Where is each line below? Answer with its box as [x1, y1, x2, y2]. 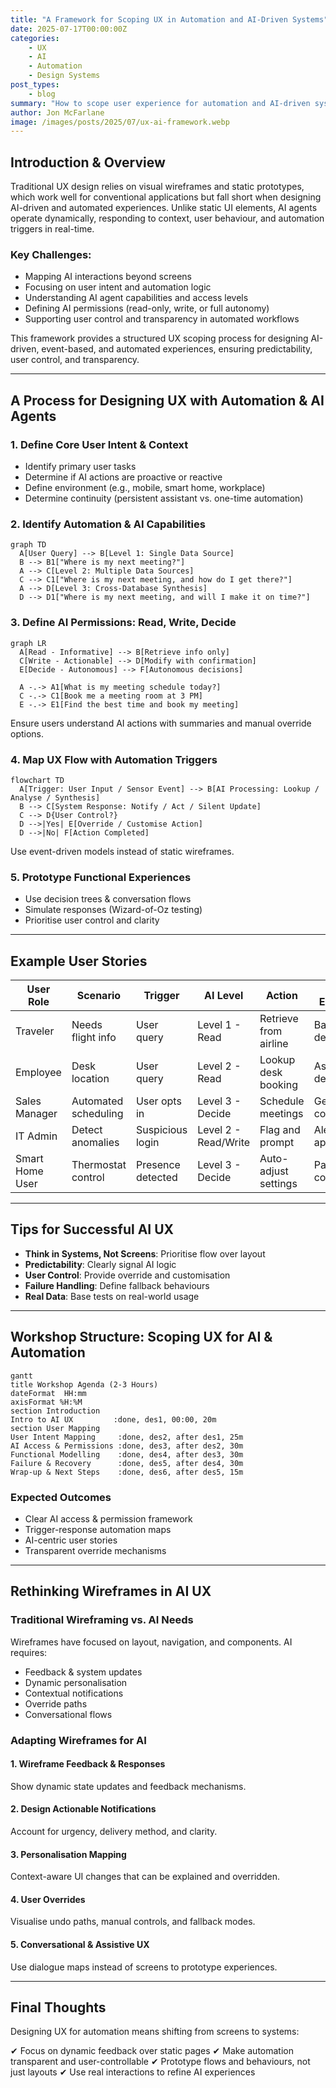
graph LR [10, 638, 47, 648]
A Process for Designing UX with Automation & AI [10, 392, 325, 409]
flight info [71, 1031, 117, 1045]
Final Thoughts [10, 1999, 107, 2016]
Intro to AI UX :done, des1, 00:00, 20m [10, 1414, 217, 1425]
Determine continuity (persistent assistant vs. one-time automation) [24, 492, 304, 505]
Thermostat [71, 1158, 127, 1172]
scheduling [71, 1107, 124, 1121]
